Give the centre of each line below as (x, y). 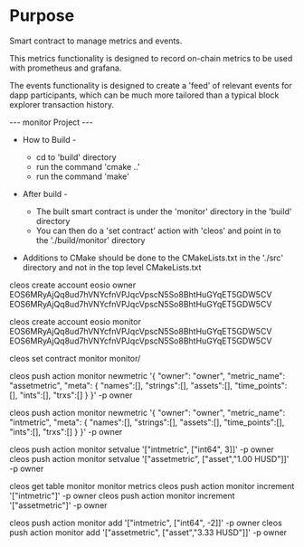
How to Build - (49, 139)
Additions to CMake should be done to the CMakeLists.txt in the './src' (152, 258)
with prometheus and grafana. (66, 68)
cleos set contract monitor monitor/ (75, 358)
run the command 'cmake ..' (88, 166)
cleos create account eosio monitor (76, 321)
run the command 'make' (82, 176)
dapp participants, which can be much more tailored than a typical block (144, 95)
